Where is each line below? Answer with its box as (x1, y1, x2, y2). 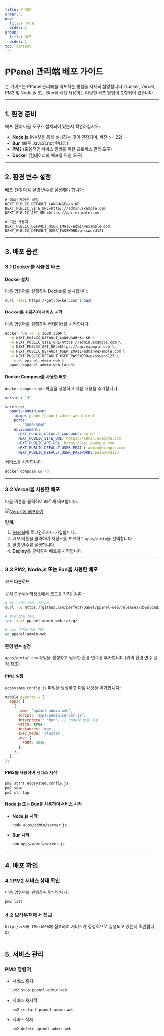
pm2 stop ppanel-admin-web (12, 988, 67, 992)
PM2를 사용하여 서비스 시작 (5, 770, 57, 775)
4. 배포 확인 (5, 861, 38, 869)
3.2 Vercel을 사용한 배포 (5, 486, 60, 493)
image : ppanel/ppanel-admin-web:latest (14, 413, 95, 418)
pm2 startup (5, 790, 29, 795)
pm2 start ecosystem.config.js (5, 781, 69, 786)
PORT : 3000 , (22, 740, 47, 745)
